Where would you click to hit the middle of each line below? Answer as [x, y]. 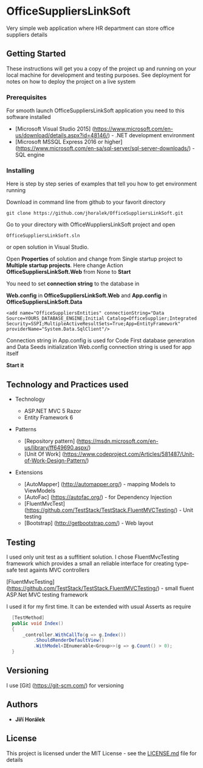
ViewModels [40, 491]
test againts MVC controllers [54, 570]
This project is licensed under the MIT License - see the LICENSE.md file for [101, 753]
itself [12, 353]
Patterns [26, 429]
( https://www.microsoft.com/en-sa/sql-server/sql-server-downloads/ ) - [105, 148]
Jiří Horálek [30, 719]
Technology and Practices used [67, 385]
